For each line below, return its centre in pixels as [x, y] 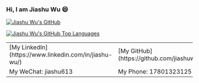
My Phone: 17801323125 [155, 72]
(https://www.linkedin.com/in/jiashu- [61, 55]
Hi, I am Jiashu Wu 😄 [37, 9]
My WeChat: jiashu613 [41, 72]
